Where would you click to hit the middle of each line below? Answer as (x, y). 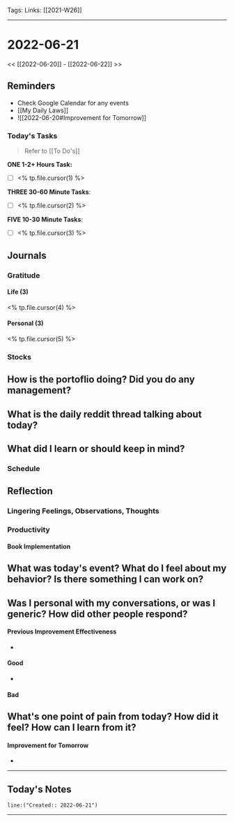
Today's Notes (39, 789)
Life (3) (18, 292)
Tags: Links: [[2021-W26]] (45, 10)
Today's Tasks (32, 135)
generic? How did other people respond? (97, 614)
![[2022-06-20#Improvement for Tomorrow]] (82, 117)
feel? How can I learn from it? (72, 727)
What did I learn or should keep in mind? (96, 449)
